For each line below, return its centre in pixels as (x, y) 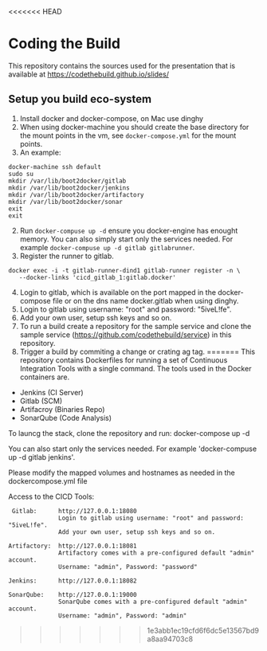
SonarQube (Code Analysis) (66, 418)
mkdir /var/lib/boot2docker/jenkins (69, 188)
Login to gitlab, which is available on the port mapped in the (118, 292)
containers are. (45, 377)
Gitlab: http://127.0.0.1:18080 (74, 511)
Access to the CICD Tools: (51, 496)
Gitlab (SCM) (41, 401)
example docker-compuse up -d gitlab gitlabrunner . (107, 247)
